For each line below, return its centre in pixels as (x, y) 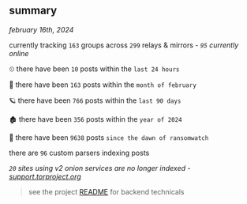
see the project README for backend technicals (106, 191)
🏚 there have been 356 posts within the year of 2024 (95, 119)
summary (33, 11)
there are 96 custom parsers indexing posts (79, 153)
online (19, 53)
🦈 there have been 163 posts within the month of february (103, 85)
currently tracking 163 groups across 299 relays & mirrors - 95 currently (124, 45)
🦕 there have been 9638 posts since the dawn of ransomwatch (109, 137)
